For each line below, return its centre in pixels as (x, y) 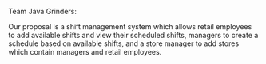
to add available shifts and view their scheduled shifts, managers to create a (133, 35)
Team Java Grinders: (43, 11)
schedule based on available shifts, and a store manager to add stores (124, 43)
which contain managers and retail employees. (85, 52)
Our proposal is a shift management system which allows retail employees (130, 26)
